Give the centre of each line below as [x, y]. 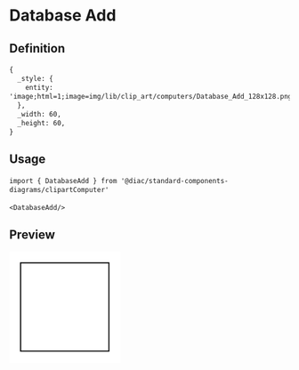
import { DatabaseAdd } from [63, 181]
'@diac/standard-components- [174, 181]
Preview [32, 235]
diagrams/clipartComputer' [59, 189]
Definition [37, 48]
